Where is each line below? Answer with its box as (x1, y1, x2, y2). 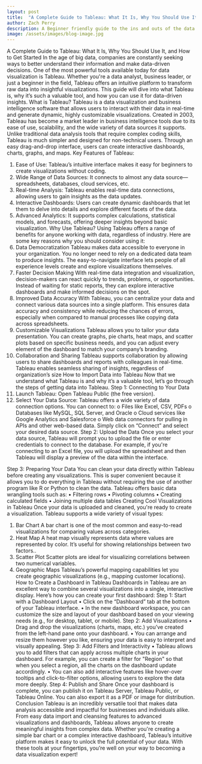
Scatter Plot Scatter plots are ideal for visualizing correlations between (15, 554, 190, 561)
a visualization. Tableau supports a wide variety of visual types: (7, 510, 164, 517)
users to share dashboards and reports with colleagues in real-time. (15, 358, 183, 366)
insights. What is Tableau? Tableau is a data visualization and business (7, 98, 182, 105)
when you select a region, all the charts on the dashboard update (15, 662, 177, 669)
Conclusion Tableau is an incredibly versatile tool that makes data (15, 700, 177, 707)
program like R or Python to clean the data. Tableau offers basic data (7, 485, 177, 492)
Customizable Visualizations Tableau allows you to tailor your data (15, 327, 179, 334)
